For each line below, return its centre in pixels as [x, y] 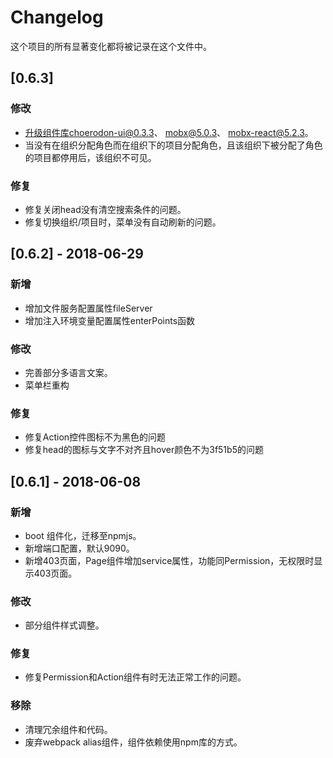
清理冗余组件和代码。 [68, 729]
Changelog [57, 17]
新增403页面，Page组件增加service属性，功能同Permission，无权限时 [169, 560]
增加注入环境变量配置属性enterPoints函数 [110, 320]
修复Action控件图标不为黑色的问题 [95, 437]
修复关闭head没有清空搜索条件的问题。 [105, 209]
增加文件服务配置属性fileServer [88, 308]
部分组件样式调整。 [64, 625]
